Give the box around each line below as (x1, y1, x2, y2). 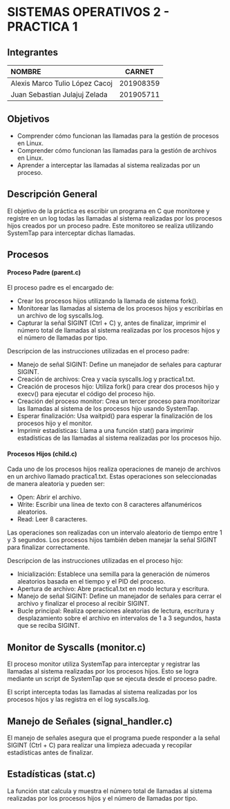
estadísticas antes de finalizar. (7, 748, 93, 757)
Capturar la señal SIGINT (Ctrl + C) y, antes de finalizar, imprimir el (17, 319, 207, 327)
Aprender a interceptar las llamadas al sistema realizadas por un (17, 160, 200, 169)
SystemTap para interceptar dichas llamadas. (7, 229, 135, 237)
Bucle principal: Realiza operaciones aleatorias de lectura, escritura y (17, 606, 215, 615)
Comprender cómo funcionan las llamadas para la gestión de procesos (17, 131, 220, 140)
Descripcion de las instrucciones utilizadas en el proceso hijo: (7, 557, 183, 565)
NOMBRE (10, 67, 41, 76)
